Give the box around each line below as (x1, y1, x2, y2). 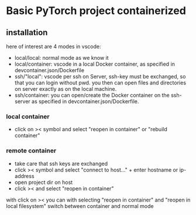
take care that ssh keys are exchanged (14, 160, 108, 167)
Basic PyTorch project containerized (6, 4, 186, 18)
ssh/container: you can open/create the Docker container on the (14, 92, 170, 98)
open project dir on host (14, 179, 73, 186)
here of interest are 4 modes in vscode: (6, 43, 101, 50)
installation (6, 28, 48, 37)
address (14, 172, 35, 179)
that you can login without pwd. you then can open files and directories (14, 79, 186, 86)
